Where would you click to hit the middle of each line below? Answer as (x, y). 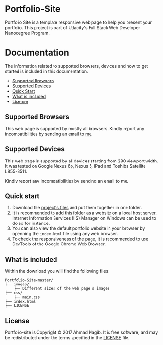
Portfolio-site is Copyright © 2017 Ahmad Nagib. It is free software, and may (81, 332)
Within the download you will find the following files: (57, 271)
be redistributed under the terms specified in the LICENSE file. (67, 337)
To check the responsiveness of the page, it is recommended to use (80, 239)
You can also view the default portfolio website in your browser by (78, 228)
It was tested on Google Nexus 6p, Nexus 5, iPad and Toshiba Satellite (75, 166)
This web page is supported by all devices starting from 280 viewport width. (81, 161)
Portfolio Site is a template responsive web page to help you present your (79, 22)
